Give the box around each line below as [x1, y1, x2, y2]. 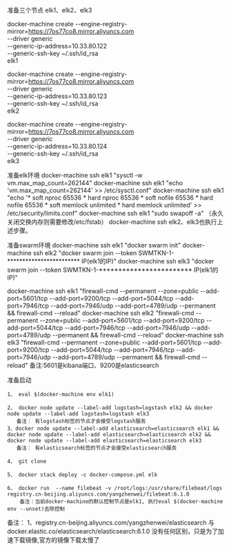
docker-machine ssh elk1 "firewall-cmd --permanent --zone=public [7, 287, 199, 295]
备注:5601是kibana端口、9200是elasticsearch [30, 362, 159, 369]
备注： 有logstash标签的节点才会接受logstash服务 [16, 418, 146, 424]
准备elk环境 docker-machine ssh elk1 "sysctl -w [7, 171, 143, 179]
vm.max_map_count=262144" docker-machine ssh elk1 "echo [7, 179, 183, 187]
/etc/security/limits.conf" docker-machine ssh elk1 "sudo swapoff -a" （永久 [7, 209, 224, 217]
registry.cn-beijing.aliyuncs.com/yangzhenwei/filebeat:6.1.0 [7, 491, 190, 498]
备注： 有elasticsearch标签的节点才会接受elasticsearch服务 [16, 445, 177, 451]
